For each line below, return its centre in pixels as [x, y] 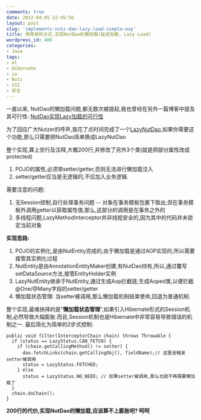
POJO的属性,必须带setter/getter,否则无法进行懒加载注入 [84, 169]
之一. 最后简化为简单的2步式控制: [52, 324]
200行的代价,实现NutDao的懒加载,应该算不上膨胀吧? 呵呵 [78, 410]
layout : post [23, 23]
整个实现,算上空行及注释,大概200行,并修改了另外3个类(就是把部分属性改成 [98, 150]
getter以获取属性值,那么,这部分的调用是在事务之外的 [101, 210]
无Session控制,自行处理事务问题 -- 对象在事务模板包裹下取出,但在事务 [102, 202]
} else [25, 370]
